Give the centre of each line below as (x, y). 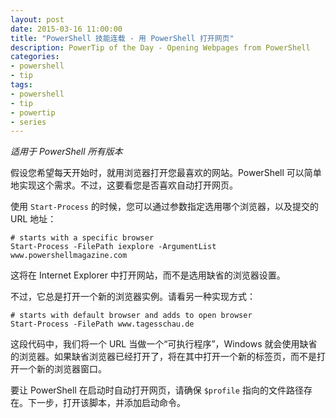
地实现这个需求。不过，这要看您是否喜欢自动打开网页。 (124, 185)
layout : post (37, 19)
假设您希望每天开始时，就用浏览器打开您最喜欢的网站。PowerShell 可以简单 (166, 173)
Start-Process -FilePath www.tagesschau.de (102, 324)
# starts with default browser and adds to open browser (131, 316)
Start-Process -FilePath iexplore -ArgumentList (113, 247)
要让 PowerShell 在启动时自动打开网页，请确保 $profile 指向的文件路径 (157, 390)
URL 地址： (33, 219)
